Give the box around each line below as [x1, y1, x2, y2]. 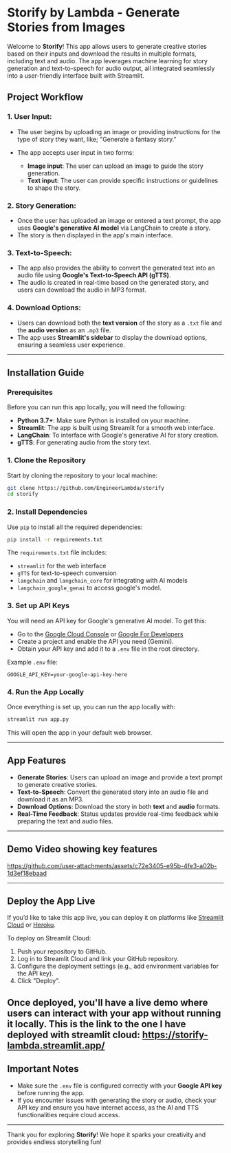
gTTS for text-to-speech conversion [16, 569, 117, 577]
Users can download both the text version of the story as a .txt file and [16, 319, 222, 327]
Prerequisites [7, 387, 53, 397]
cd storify [7, 491, 38, 498]
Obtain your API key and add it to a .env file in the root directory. [16, 645, 199, 653]
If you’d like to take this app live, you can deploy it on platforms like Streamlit [7, 914, 224, 922]
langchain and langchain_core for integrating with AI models [16, 576, 188, 585]
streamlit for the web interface [16, 562, 107, 570]
